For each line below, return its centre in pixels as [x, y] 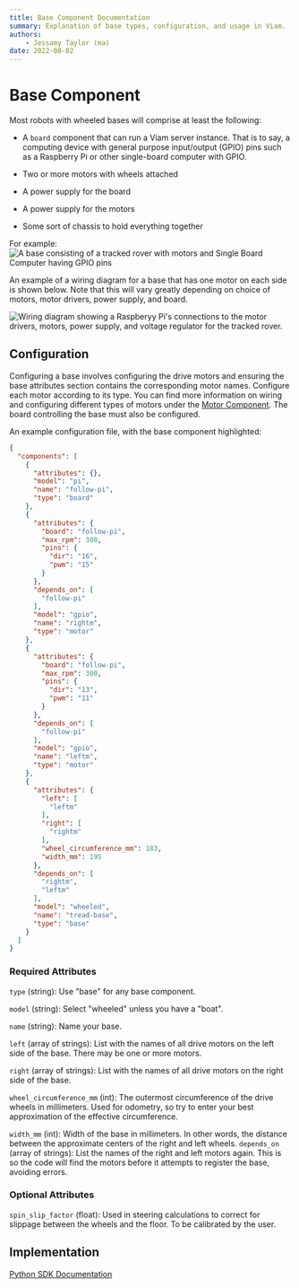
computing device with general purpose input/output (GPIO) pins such [152, 147]
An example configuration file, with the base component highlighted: [136, 431]
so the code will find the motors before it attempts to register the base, [140, 1162]
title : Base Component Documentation [80, 18]
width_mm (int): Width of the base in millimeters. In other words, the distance [149, 1134]
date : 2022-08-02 [42, 51]
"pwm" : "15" [71, 565]
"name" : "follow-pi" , [73, 490]
